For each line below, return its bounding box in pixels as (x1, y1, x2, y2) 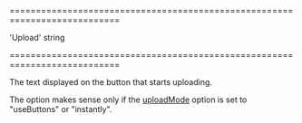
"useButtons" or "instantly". (9, 104, 112, 114)
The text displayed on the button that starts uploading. (9, 77, 213, 87)
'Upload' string (9, 33, 65, 43)
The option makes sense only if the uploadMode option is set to (9, 94, 248, 105)
